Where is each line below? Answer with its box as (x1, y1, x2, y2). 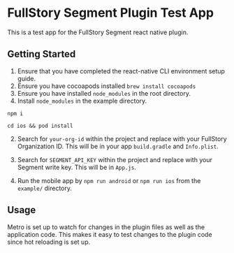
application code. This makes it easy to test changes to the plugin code (7, 230, 212, 238)
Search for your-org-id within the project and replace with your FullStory (17, 134, 227, 143)
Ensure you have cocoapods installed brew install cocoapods (17, 82, 196, 90)
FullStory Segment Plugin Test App (7, 5, 214, 21)
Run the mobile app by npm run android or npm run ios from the (17, 176, 201, 185)
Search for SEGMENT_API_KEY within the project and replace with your (17, 155, 213, 164)
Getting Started (7, 48, 76, 60)
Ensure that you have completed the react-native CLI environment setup (17, 66, 226, 75)
